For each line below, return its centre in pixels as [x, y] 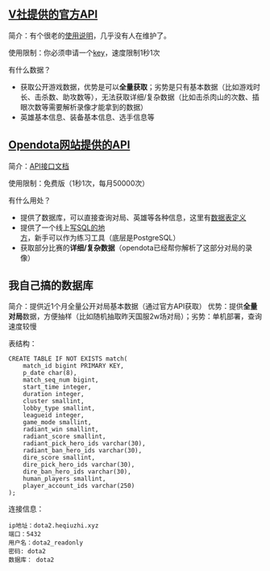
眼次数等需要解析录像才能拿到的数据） [83, 106]
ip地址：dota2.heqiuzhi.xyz [54, 526]
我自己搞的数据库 [51, 286]
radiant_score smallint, [64, 437]
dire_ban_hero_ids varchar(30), [77, 472]
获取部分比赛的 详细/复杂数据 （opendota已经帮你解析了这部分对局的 [133, 248]
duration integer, [54, 394]
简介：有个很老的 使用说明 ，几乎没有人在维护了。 [89, 35]
